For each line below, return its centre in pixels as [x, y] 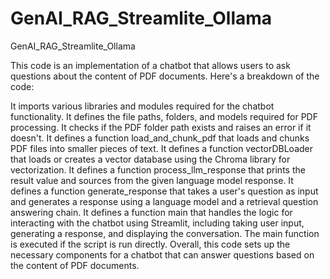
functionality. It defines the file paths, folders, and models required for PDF [164, 116]
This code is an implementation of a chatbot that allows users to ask [150, 65]
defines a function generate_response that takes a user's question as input [164, 191]
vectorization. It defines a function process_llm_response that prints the [158, 169]
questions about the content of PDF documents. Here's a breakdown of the [165, 76]
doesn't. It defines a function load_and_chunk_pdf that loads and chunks [160, 138]
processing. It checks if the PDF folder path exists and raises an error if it [161, 127]
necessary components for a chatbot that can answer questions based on [162, 254]
